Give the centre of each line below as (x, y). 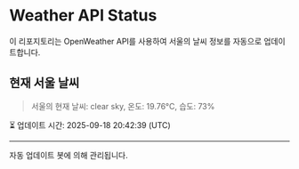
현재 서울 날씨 (44, 83)
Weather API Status (83, 16)
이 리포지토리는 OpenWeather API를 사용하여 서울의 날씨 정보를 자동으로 (136, 41)
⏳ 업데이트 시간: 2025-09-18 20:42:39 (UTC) (90, 125)
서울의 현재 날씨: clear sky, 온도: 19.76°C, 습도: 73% (123, 106)
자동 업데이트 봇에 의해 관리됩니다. (69, 155)
